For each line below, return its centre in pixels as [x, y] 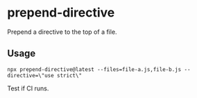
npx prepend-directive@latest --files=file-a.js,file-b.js [94, 69]
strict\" [69, 75]
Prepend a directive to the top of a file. [62, 32]
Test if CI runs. [28, 88]
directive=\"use [31, 75]
